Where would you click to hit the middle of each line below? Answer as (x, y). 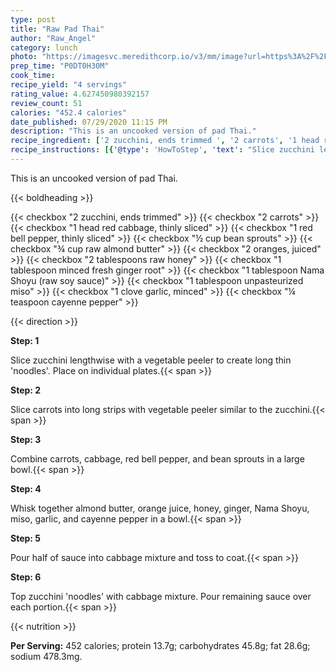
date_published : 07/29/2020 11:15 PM (89, 122)
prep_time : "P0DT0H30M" (60, 66)
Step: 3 (26, 439)
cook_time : (33, 76)
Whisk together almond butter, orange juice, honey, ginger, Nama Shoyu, (160, 508)
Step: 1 (25, 340)
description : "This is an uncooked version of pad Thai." (133, 131)
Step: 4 (26, 488)
